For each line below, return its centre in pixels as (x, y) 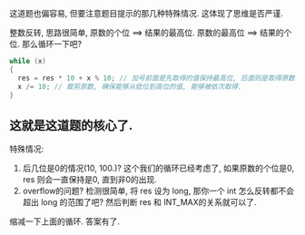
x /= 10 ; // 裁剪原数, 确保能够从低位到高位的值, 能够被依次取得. (130, 86)
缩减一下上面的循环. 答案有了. (65, 221)
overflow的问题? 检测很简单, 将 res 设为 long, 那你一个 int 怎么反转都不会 (158, 191)
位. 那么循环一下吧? (46, 44)
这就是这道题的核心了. (71, 125)
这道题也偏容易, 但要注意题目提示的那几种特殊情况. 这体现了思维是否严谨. (146, 13)
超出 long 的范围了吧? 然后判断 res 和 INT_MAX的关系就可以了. (139, 202)
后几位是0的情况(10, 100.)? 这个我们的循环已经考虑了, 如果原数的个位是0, (158, 168)
